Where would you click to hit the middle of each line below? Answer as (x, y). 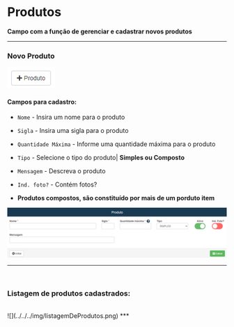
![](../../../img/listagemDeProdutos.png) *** (68, 316)
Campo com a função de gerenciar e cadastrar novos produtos (100, 31)
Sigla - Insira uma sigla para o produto (73, 131)
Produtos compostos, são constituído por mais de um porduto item (116, 198)
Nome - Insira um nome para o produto (71, 117)
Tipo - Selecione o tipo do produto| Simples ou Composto (101, 158)
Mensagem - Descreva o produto (61, 171)
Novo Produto (31, 56)
